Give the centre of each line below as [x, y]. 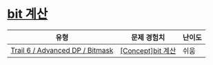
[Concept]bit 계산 [148, 51]
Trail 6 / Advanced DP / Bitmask [62, 50]
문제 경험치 [148, 37]
